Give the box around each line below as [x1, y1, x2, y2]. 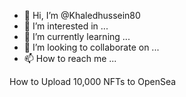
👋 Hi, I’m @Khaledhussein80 [23, 10, 141, 21]
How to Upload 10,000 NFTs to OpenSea [9, 76, 177, 87]
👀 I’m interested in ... [23, 20, 109, 32]
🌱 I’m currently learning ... [23, 31, 131, 42]
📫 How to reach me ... [23, 53, 117, 64]
